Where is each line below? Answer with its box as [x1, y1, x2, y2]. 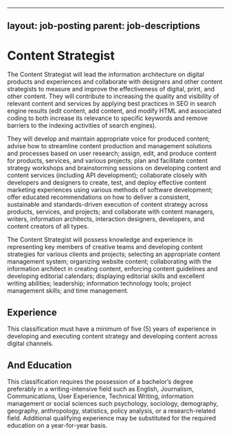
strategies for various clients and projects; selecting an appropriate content [7, 250, 221, 258]
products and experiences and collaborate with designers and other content [7, 78, 223, 86]
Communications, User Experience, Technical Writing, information [7, 392, 194, 400]
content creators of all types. [7, 222, 89, 231]
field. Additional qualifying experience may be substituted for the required [7, 413, 217, 422]
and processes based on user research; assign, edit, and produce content [7, 149, 217, 158]
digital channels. [7, 339, 54, 347]
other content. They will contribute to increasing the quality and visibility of [7, 92, 219, 100]
